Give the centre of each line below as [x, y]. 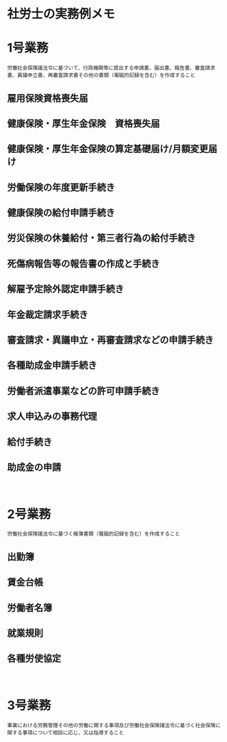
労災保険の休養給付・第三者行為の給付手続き [102, 238]
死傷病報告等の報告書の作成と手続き [83, 264]
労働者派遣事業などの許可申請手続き [83, 391]
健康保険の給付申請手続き [61, 213]
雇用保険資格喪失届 [48, 98]
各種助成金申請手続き [52, 365]
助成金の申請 [34, 467]
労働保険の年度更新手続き [61, 187]
